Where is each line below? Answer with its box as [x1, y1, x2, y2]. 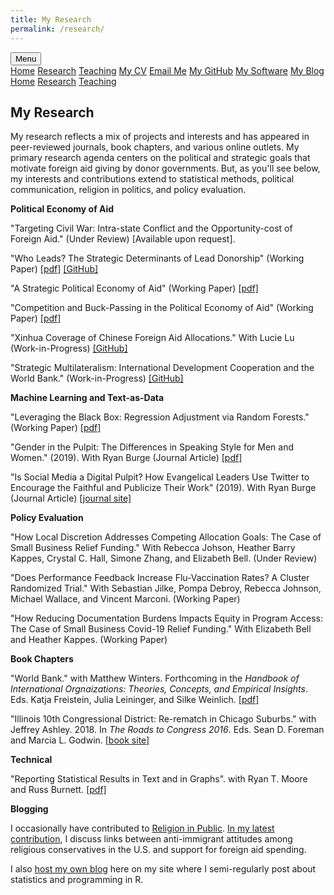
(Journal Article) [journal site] [10, 492, 132, 505]
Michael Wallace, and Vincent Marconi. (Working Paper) [10, 593, 241, 605]
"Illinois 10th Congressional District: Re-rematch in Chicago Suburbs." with [10, 713, 317, 725]
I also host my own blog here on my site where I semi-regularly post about [10, 863, 317, 875]
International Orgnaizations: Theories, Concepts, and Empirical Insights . [10, 683, 308, 695]
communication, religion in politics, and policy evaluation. [10, 184, 247, 196]
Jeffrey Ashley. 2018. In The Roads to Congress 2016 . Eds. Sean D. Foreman [10, 724, 325, 736]
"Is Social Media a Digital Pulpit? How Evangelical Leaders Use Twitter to [10, 471, 310, 483]
